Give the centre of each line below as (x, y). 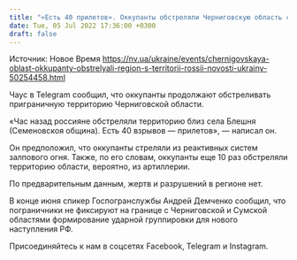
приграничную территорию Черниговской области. (107, 104)
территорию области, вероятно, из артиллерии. (99, 167)
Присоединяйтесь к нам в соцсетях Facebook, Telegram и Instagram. (139, 246)
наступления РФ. (41, 229)
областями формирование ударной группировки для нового (124, 220)
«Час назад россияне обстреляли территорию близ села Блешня (133, 121)
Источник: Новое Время (55, 59)
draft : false (33, 34)
